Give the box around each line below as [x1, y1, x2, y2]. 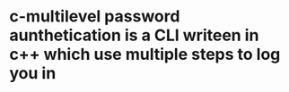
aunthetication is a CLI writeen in [9, 25, 259, 46]
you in [9, 63, 57, 84]
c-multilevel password [9, 6, 180, 27]
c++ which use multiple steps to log [9, 45, 281, 64]
